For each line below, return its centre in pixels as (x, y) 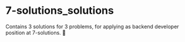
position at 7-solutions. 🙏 (36, 32)
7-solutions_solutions (60, 11)
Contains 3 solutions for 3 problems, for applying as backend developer (92, 26)
